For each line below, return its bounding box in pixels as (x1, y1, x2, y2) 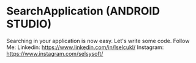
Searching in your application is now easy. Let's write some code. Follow (6, 37, 190, 44)
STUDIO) (6, 17, 52, 31)
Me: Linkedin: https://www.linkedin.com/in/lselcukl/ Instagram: (6, 44, 164, 51)
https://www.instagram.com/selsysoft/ (6, 50, 104, 57)
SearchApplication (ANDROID (6, 4, 160, 18)
